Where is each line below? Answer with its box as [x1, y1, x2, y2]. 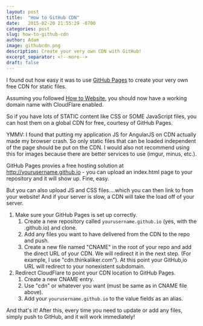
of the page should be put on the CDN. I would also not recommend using [6, 144, 190, 151]
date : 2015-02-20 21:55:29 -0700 [6, 20, 96, 26]
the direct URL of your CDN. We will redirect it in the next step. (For [24, 250, 192, 257]
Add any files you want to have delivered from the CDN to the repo [24, 230, 190, 238]
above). [24, 288, 43, 296]
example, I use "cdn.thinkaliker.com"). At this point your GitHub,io [24, 256, 187, 264]
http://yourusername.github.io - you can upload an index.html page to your [6, 168, 193, 176]
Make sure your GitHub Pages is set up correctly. [14, 211, 138, 218]
